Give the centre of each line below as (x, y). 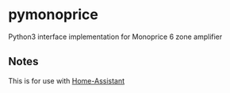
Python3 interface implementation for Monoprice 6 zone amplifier (115, 37)
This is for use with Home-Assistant (67, 80)
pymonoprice (54, 15)
